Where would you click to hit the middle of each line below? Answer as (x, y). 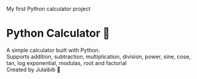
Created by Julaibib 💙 (34, 69)
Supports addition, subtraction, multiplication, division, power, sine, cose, (98, 57)
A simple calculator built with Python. (53, 50)
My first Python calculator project (48, 9)
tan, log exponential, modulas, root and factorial (67, 63)
